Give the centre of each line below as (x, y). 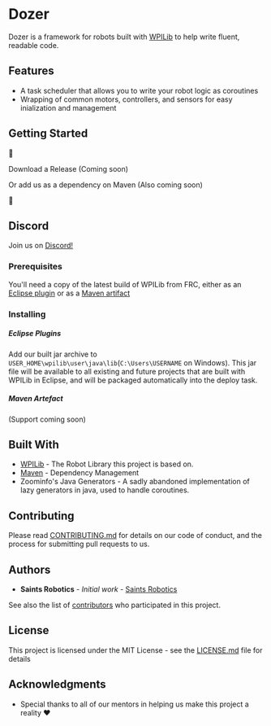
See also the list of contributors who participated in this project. (115, 605)
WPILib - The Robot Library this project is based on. (107, 464)
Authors (30, 569)
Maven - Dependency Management (80, 473)
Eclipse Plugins (35, 334)
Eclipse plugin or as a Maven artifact (69, 293)
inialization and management (68, 107)
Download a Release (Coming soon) (68, 168)
